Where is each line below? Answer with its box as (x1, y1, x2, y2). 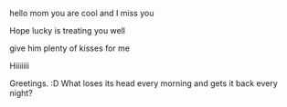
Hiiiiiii (9, 61, 30, 71)
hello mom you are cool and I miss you (9, 8, 154, 18)
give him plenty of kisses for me (9, 43, 131, 53)
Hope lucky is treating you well (9, 25, 126, 35)
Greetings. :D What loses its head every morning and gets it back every (9, 78, 279, 89)
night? (9, 88, 34, 98)
